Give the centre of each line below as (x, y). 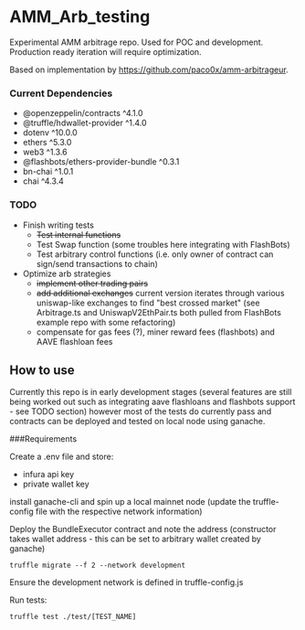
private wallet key (56, 484)
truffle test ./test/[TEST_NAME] (73, 617)
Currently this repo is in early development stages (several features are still (151, 392)
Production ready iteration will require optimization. (106, 51)
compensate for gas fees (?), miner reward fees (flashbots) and (156, 332)
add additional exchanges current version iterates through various (160, 293)
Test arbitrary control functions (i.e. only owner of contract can (155, 254)
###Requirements (43, 439)
